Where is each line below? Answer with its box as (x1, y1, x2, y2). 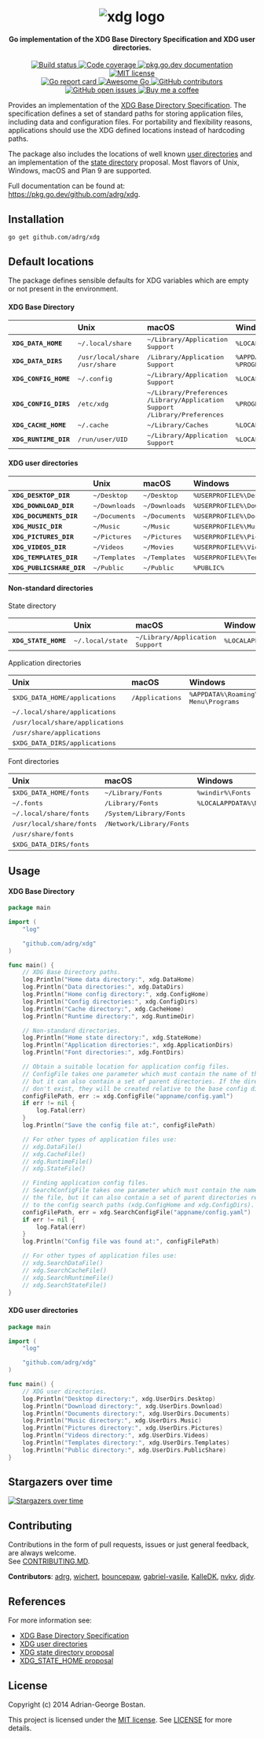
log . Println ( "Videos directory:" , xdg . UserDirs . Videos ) (22, 1432, 210, 1440)
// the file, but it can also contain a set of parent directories (22, 1194, 247, 1202)
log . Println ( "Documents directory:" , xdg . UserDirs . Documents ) (22, 1410, 230, 1418)
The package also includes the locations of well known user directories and (8, 150, 253, 159)
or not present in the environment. (8, 284, 119, 294)
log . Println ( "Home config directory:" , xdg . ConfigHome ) (22, 991, 210, 999)
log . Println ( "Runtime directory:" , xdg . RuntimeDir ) (22, 1012, 195, 1020)
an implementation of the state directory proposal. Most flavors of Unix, (8, 158, 240, 167)
